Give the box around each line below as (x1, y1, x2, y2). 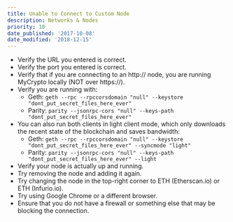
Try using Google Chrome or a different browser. (17, 192, 157, 200)
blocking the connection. (17, 207, 90, 215)
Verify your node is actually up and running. (17, 162, 144, 170)
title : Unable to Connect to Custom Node (7, 10, 130, 18)
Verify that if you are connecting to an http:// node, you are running (17, 71, 211, 79)
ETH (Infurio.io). (17, 184, 64, 193)
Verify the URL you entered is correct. (17, 55, 127, 64)
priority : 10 (7, 23, 45, 30)
